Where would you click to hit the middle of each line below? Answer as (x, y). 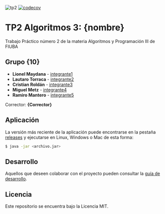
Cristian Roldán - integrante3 (42, 85)
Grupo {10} (23, 62)
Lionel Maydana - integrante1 (42, 74)
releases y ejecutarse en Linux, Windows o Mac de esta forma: (69, 137)
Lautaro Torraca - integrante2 (43, 79)
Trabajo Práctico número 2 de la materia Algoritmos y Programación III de (80, 41)
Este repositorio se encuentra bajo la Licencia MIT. (57, 206)
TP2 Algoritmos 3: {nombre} (65, 28)
